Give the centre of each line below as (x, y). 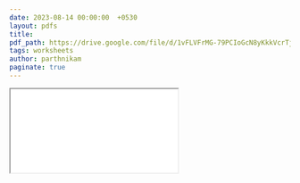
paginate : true (37, 68)
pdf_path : (28, 42)
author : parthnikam (46, 59)
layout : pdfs (33, 26)
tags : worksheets (42, 51)
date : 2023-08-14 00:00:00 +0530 (74, 17)
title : (21, 34)
